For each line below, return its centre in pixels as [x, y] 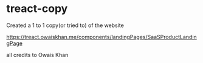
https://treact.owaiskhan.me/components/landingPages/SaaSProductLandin [102, 37]
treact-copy [37, 9]
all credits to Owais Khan [37, 55]
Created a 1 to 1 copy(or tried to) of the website [65, 25]
